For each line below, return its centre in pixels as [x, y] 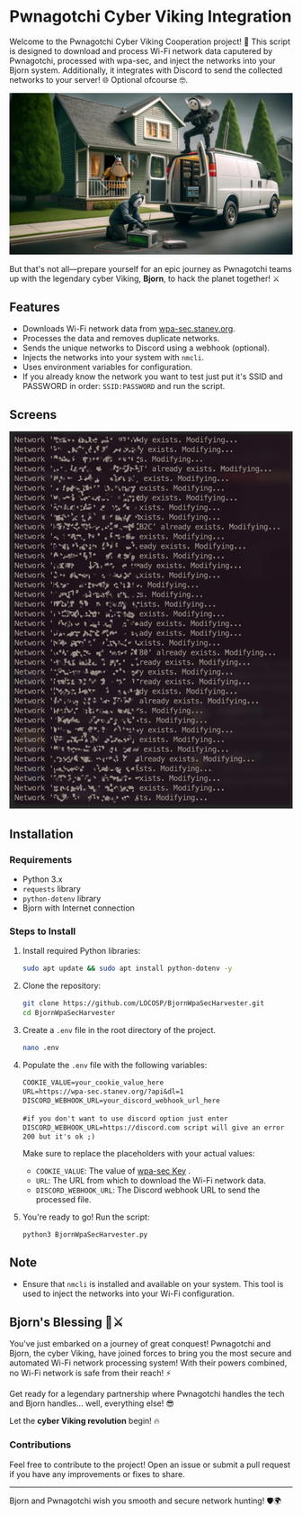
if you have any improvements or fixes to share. [98, 1474]
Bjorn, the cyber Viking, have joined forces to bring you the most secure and [151, 1354]
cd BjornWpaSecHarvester [69, 1012]
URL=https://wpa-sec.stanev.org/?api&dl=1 [103, 1092]
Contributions [40, 1445]
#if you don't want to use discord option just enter [125, 1119]
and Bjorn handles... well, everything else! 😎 [92, 1403]
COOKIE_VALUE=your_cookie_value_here [93, 1083]
